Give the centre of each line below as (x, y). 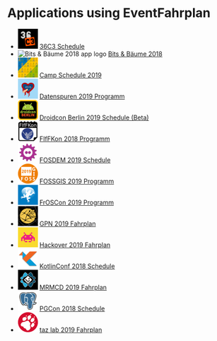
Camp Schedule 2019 (71, 75)
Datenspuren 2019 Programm (82, 96)
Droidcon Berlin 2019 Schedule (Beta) (94, 117)
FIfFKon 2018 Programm (75, 139)
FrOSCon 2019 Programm (77, 202)
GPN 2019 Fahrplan (68, 224)
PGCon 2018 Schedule (72, 308)
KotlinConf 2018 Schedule (77, 266)
